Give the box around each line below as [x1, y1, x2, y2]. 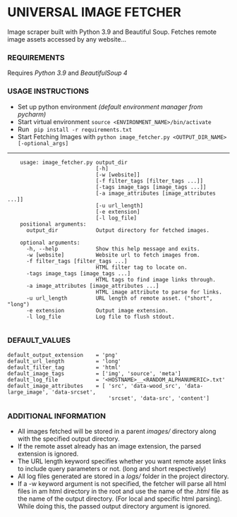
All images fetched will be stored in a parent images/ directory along [17, 427, 217, 436]
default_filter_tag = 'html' [7, 364, 121, 371]
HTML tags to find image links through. [95, 276, 217, 283]
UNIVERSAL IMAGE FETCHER [7, 4, 181, 20]
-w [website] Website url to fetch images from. [25, 251, 200, 258]
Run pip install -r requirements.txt [17, 125, 133, 133]
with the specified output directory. [17, 434, 120, 443]
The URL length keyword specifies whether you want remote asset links [17, 457, 226, 466]
